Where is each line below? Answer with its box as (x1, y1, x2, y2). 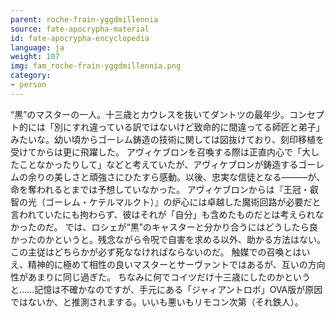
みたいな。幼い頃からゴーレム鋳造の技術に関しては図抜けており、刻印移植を (10, 133, 325, 145)
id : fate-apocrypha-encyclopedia (10, 33, 150, 43)
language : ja (10, 42, 65, 53)
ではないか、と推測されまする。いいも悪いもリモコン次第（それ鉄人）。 (10, 296, 304, 308)
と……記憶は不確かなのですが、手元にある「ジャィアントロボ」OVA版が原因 (10, 283, 323, 295)
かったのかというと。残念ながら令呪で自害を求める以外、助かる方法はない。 (10, 233, 326, 245)
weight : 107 (10, 52, 60, 62)
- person (10, 80, 47, 90)
